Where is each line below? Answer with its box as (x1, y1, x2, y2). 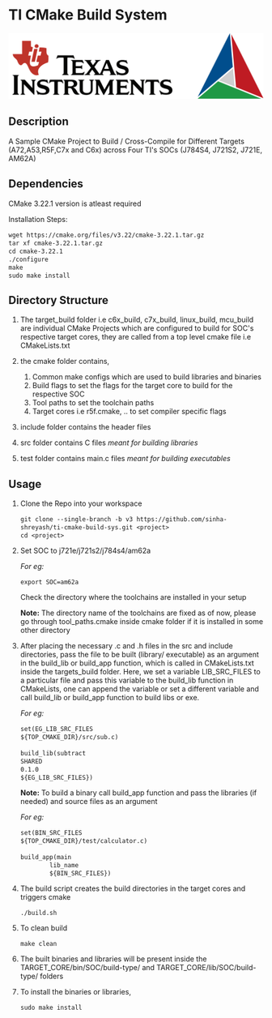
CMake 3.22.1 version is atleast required (8, 199, 142, 208)
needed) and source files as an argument (19, 797, 158, 806)
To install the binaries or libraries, (19, 987, 132, 997)
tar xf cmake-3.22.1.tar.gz (8, 239, 104, 247)
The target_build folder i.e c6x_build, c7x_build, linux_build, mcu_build (19, 314, 254, 325)
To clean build (19, 923, 68, 933)
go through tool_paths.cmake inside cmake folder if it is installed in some (19, 617, 264, 627)
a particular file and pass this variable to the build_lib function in (19, 675, 234, 686)
